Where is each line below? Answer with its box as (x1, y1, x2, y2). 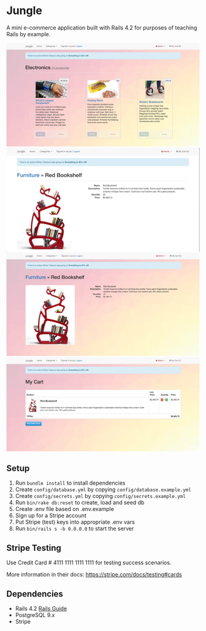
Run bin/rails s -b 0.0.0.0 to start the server (15, 525, 134, 532)
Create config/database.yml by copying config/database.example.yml (15, 486, 191, 493)
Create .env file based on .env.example (15, 505, 115, 513)
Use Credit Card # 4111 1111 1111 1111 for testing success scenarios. (6, 559, 172, 567)
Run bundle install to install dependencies (15, 479, 126, 487)
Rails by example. (6, 30, 51, 37)
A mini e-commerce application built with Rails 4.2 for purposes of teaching (6, 24, 197, 31)
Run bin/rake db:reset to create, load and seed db (15, 499, 145, 506)
